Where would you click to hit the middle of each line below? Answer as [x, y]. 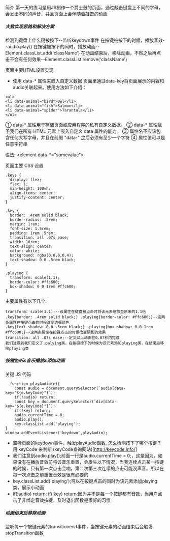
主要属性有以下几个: [26, 301]
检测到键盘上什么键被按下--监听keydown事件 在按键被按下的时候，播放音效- [85, 40]
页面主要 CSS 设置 [25, 165]
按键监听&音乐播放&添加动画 [35, 360]
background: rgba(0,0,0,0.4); [42, 255]
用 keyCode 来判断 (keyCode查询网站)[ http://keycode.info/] [75, 449]
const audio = [29, 388]
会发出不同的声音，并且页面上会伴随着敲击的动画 [56, 14]
